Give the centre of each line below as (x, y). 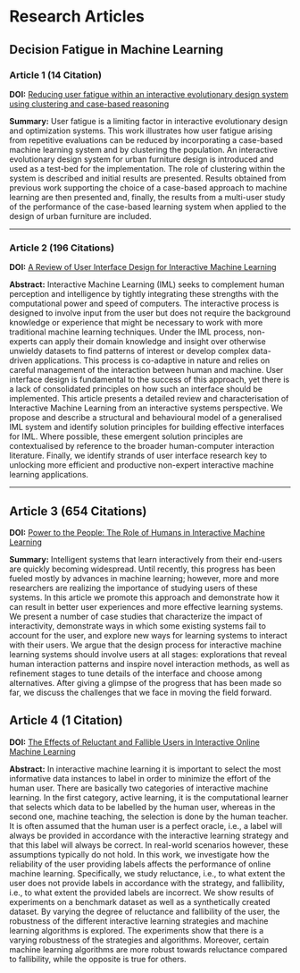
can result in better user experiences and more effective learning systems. (146, 606)
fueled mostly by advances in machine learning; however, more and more (144, 578)
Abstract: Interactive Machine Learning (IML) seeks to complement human (147, 284)
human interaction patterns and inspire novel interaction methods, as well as (150, 664)
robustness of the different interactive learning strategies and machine (139, 921)
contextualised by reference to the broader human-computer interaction (142, 446)
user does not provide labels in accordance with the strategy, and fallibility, (147, 883)
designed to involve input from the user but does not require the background (150, 313)
